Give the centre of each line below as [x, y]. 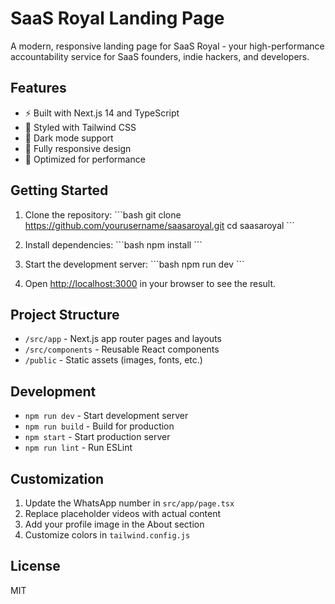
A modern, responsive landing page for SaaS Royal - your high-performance [167, 46]
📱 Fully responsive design [78, 148]
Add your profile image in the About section [114, 524]
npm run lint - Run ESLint [78, 448]
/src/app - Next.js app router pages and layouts [123, 339]
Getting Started [59, 190]
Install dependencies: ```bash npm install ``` [113, 244]
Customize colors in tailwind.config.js [107, 535]
